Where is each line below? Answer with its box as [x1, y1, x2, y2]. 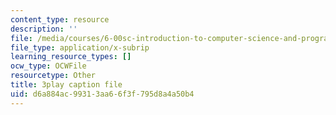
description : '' [10, 24, 78, 34]
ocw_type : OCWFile [10, 61, 87, 71]
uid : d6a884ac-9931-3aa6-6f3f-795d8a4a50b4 [10, 89, 195, 99]
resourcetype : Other [10, 71, 97, 81]
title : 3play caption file [10, 80, 123, 90]
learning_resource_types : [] [10, 52, 132, 62]
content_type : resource [10, 14, 110, 25]
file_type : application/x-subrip [10, 42, 150, 53]
